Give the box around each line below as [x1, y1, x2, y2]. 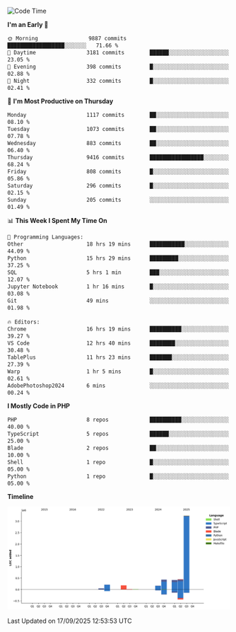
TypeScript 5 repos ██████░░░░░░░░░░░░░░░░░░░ [7, 430, 230, 437]
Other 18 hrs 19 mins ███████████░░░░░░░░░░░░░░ [7, 241, 230, 248]
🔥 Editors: [7, 318, 40, 326]
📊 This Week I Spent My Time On [7, 217, 107, 224]
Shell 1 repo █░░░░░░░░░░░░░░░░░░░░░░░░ [7, 459, 230, 466]
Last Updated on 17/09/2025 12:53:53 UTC [7, 616, 132, 625]
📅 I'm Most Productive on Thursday [7, 97, 114, 105]
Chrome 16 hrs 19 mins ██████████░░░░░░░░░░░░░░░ [7, 326, 230, 333]
